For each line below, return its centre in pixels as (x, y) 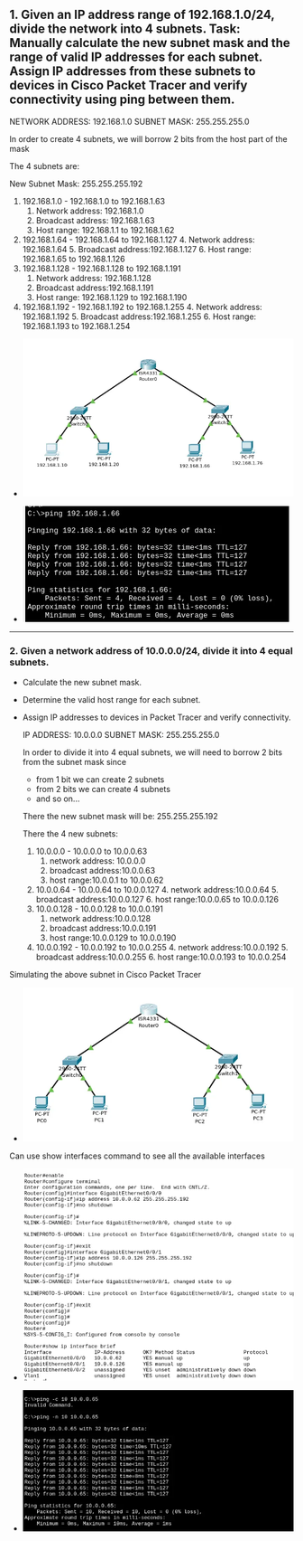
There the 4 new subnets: (70, 833)
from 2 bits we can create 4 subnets (103, 789)
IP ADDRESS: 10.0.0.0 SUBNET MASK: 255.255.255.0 (121, 734)
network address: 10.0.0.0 (97, 860)
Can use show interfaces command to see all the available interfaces (138, 1156)
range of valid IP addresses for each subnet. (136, 57)
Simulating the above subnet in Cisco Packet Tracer (105, 974)
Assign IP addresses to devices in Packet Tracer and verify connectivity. (156, 717)
